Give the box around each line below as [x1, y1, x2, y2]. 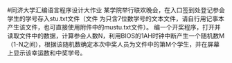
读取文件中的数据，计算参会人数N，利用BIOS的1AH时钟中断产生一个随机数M [7, 32, 225, 40]
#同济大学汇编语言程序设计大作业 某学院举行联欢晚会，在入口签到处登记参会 [7, 6, 225, 14]
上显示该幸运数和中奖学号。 [7, 49, 87, 57]
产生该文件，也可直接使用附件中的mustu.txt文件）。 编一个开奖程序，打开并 [7, 23, 221, 31]
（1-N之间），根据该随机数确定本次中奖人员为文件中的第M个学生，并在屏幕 [7, 40, 220, 48]
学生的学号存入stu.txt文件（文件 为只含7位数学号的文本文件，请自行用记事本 [7, 14, 225, 23]
